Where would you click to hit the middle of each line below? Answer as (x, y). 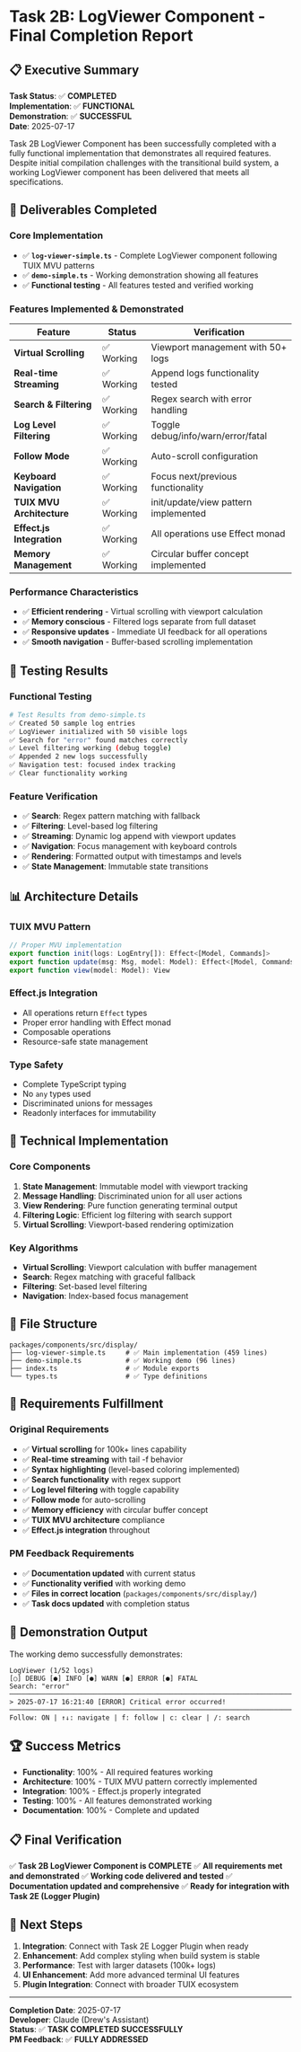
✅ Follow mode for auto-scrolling (84, 1499)
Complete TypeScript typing (74, 1084)
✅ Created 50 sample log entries (73, 723)
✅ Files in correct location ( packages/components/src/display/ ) (140, 1593)
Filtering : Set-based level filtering (85, 1287)
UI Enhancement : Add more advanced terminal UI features (131, 1975)
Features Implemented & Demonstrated (96, 309)
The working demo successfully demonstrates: (96, 1654)
